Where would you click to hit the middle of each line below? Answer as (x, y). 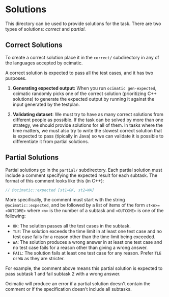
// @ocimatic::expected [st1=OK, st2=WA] (50, 190)
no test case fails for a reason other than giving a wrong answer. (80, 248)
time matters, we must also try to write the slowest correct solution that (87, 130)
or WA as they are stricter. (39, 259)
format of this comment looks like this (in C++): (55, 180)
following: (16, 216)
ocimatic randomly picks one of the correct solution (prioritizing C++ (84, 94)
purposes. (16, 78)
